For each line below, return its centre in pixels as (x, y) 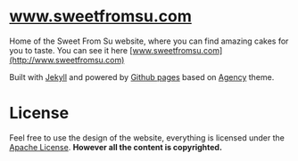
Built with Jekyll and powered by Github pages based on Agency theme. (142, 76)
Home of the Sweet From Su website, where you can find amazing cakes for (149, 41)
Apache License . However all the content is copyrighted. (116, 147)
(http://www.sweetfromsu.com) (67, 60)
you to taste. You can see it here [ (71, 50)
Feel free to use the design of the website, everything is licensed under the (147, 137)
